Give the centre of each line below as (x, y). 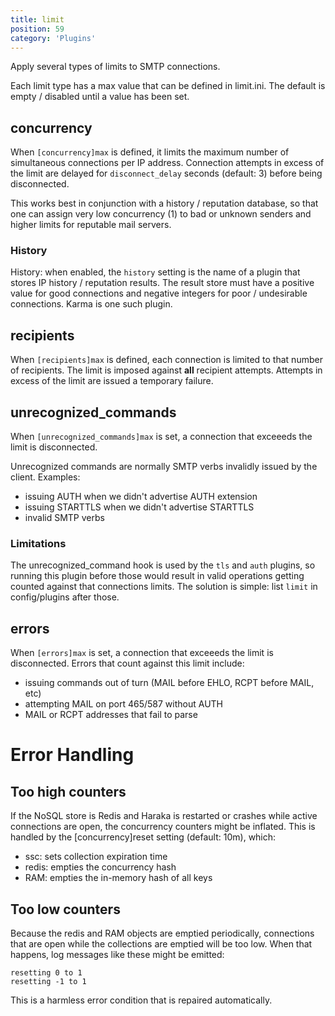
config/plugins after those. (65, 597)
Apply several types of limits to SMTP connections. (115, 67)
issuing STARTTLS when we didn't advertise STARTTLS (139, 507)
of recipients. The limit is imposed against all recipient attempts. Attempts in (166, 370)
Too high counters (68, 791)
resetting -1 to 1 (48, 982)
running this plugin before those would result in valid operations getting (157, 576)
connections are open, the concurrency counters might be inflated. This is (163, 827)
